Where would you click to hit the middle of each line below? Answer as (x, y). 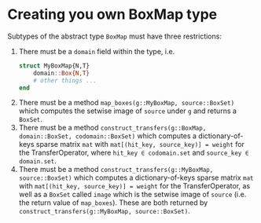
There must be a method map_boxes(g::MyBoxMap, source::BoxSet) (127, 103)
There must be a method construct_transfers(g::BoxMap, (112, 128)
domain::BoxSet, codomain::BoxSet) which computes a (108, 136)
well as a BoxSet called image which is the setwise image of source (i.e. (132, 195)
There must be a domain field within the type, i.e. (97, 51)
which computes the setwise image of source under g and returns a (128, 111)
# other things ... (65, 80)
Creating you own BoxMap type (112, 15)
